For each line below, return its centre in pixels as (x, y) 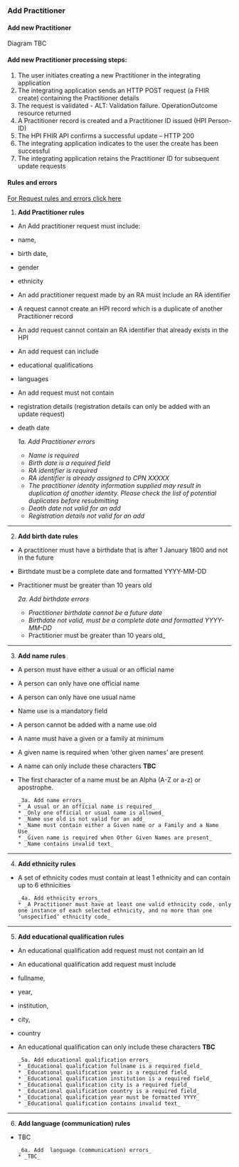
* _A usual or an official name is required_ (86, 806)
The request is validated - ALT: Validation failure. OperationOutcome (118, 106)
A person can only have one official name (79, 683)
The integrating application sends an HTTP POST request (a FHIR (113, 90)
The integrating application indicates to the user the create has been (118, 144)
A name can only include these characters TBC (87, 766)
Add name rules (42, 656)
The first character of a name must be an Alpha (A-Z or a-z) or (109, 779)
